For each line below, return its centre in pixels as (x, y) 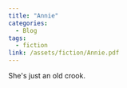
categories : (28, 23)
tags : (17, 38)
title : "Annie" (34, 16)
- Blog (26, 30)
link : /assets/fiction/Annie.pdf (64, 53)
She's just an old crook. (47, 76)
